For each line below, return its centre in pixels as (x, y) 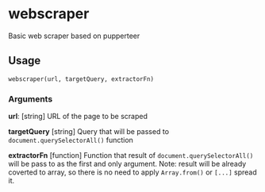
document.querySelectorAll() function (71, 140)
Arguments (31, 98)
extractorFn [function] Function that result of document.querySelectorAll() (131, 156)
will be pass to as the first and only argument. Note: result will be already (127, 164)
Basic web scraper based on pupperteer (74, 36)
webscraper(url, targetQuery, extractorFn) (81, 79)
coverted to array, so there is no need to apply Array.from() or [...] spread (133, 172)
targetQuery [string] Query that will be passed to (88, 132)
